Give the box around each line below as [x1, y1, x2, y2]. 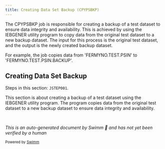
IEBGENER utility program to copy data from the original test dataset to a [5, 31, 154, 37]
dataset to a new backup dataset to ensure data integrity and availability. [5, 105, 155, 111]
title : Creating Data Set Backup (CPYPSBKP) [5, 7, 99, 12]
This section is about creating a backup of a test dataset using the [5, 94, 141, 100]
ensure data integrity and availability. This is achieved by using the [5, 26, 142, 32]
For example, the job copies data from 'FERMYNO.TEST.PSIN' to [5, 52, 137, 58]
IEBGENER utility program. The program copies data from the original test [5, 100, 156, 106]
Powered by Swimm [5, 139, 39, 145]
